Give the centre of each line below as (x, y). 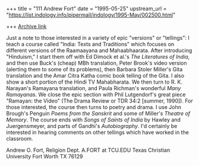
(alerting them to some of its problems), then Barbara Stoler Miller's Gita (94, 69)
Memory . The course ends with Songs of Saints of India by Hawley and (94, 120)
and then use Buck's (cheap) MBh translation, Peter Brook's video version (97, 63)
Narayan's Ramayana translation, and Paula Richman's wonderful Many (94, 88)
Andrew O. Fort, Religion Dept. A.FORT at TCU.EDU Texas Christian (88, 150)
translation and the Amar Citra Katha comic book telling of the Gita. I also (95, 76)
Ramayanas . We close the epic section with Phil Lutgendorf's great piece (96, 95)
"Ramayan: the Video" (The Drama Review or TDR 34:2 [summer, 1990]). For (99, 101)
